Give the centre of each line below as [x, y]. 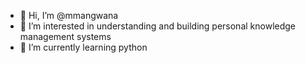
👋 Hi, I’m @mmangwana [69, 15]
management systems [65, 36]
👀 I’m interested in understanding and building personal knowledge [158, 26]
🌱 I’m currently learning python [83, 47]
